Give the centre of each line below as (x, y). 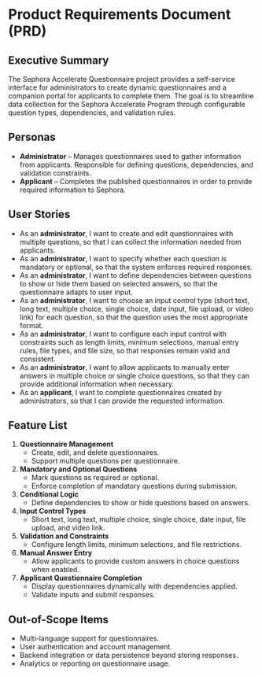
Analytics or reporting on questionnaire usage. (95, 663)
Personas (32, 137)
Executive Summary (59, 60)
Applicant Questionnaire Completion (81, 578)
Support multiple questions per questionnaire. (105, 461)
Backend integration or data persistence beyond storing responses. (129, 656)
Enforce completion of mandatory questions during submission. (134, 486)
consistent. (38, 359)
